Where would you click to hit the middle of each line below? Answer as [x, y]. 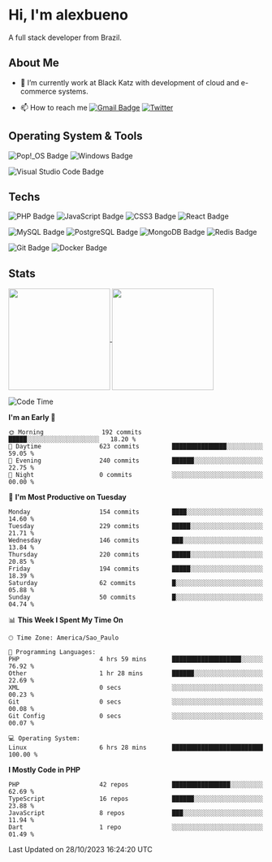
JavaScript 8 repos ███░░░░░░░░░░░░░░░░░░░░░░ [136, 813]
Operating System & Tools [76, 136]
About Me [34, 63]
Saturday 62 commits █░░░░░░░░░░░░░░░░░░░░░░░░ [136, 583]
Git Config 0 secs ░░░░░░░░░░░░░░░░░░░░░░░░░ [136, 717]
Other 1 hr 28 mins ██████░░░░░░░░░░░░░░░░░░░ [136, 674]
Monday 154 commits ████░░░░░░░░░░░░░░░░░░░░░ [136, 512]
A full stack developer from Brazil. [65, 37]
